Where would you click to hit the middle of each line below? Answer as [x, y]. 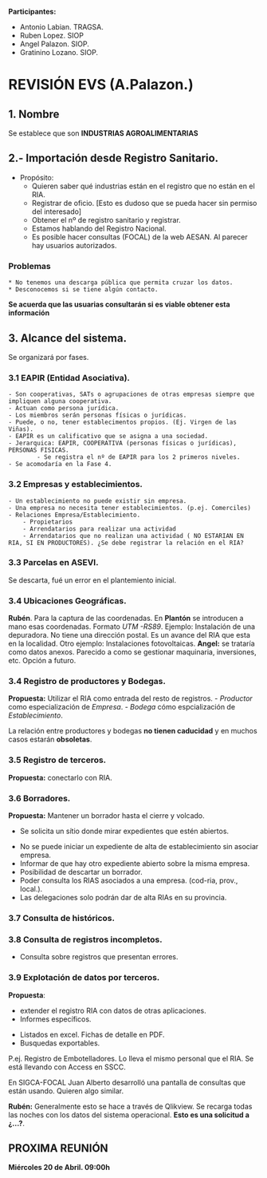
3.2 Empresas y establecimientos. [76, 484]
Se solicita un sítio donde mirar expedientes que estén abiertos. [124, 831]
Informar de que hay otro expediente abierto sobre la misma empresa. [135, 864]
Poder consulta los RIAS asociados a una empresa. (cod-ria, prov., [129, 880]
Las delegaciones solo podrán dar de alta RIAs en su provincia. [123, 897]
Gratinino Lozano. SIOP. [59, 52]
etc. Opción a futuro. [42, 661]
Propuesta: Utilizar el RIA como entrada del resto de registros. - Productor [130, 698]
